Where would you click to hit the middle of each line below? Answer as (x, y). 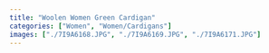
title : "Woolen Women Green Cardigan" (82, 18)
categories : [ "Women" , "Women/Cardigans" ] (91, 26)
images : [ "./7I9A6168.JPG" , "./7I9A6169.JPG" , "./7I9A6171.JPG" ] (135, 34)
